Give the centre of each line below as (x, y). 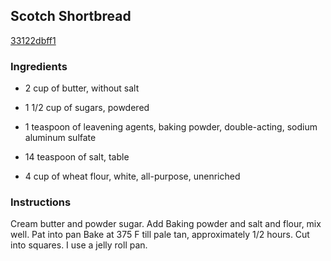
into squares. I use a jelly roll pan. (79, 245)
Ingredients (39, 66)
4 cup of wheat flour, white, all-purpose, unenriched (132, 176)
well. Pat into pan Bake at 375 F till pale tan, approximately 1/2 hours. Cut (160, 235)
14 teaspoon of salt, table (77, 157)
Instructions (41, 202)
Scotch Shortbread (71, 16)
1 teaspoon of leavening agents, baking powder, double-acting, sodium (171, 127)
